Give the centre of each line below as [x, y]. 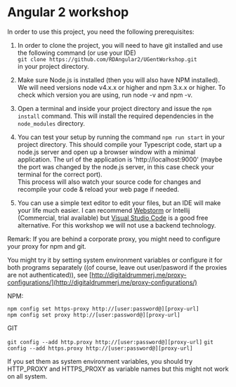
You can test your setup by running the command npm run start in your [121, 137]
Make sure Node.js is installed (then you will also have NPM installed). [118, 80]
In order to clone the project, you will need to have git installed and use [120, 45]
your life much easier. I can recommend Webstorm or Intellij [104, 210]
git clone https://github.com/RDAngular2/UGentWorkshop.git [107, 59]
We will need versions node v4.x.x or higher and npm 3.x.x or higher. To [122, 87]
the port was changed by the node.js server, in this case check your [116, 166]
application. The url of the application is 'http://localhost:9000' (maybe [120, 159]
